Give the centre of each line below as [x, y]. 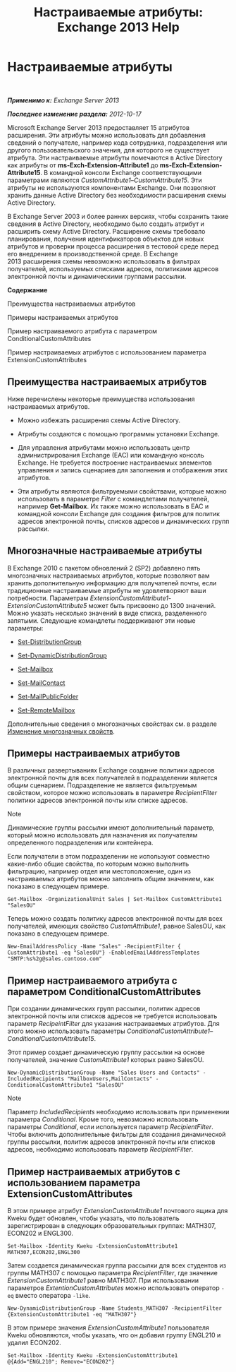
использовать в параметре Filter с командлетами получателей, [113, 499]
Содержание [27, 290]
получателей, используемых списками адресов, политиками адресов [113, 268]
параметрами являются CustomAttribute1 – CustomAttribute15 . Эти [105, 180]
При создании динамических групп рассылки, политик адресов [104, 1009]
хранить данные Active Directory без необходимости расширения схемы [117, 195]
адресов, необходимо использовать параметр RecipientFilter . [100, 1150]
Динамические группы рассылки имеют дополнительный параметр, [111, 828]
